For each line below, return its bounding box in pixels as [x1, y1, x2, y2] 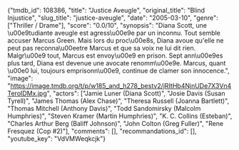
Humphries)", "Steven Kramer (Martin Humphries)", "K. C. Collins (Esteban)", [7, 112, 233, 120]
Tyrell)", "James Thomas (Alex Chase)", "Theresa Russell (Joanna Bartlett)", [7, 97, 230, 105]
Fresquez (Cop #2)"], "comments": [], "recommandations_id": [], [7, 127, 198, 135]
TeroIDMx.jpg [7, 89, 48, 97]
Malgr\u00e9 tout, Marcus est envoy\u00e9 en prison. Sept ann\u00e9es [7, 51, 223, 60]
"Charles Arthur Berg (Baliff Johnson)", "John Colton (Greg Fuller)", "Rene [7, 119, 224, 127]
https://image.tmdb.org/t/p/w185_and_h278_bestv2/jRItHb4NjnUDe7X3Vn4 [10, 82, 232, 90]
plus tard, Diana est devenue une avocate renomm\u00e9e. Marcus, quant [7, 59, 226, 67]
